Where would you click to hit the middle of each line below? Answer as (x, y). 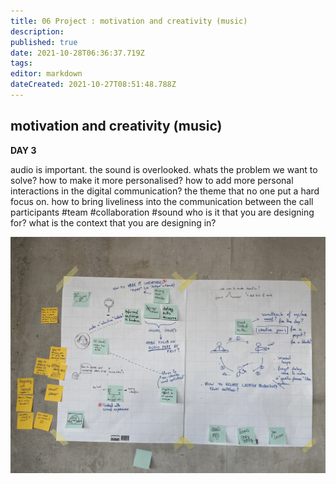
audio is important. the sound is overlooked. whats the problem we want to (164, 169)
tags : (21, 63)
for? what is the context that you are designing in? (113, 222)
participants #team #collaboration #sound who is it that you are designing (162, 212)
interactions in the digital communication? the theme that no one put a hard (165, 191)
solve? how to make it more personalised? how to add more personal (152, 180)
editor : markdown (46, 74)
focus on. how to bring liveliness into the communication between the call (162, 201)
